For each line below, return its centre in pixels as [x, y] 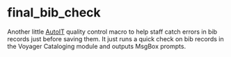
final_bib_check [54, 13]
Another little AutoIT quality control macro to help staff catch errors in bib [112, 32]
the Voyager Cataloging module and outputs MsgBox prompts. [97, 46]
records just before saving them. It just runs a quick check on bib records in [115, 38]
